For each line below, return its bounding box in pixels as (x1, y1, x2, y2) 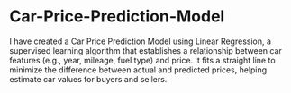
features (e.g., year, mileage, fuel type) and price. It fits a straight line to (9, 55, 277, 65)
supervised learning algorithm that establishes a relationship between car (9, 45, 282, 55)
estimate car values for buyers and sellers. (9, 73, 168, 84)
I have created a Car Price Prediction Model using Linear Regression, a (9, 36, 272, 46)
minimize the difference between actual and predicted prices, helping (9, 64, 268, 75)
